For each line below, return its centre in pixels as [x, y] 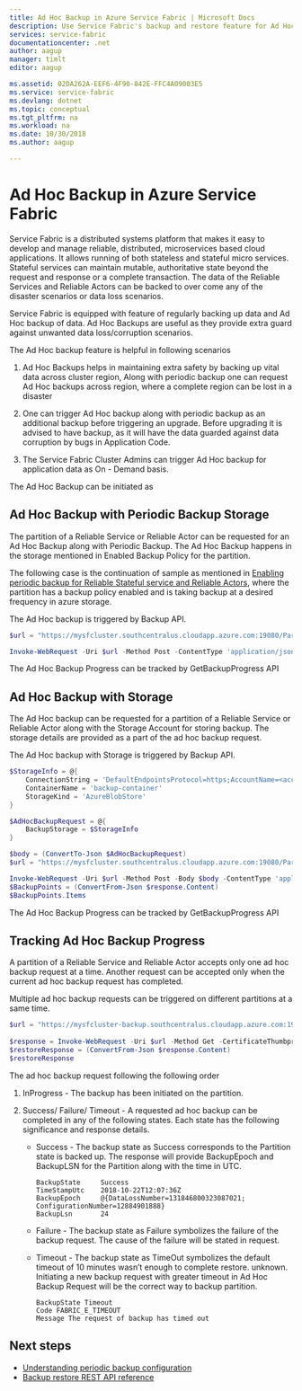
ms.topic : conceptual [50, 109]
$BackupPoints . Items [48, 895]
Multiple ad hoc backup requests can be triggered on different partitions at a [151, 999]
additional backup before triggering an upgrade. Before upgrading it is [152, 422]
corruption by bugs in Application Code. [96, 442]
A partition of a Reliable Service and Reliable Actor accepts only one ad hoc [149, 962]
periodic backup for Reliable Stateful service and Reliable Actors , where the [149, 582]
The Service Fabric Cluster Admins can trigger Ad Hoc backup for [144, 459]
